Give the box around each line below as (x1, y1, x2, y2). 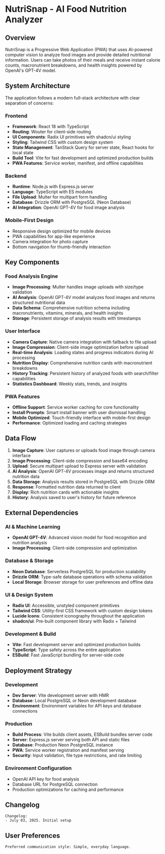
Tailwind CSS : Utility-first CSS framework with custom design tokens (12, 608, 153, 614)
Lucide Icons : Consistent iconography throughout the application (12, 613, 145, 619)
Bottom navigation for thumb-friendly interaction (12, 244, 111, 250)
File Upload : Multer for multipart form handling (12, 194, 107, 200)
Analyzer (5, 14, 43, 25)
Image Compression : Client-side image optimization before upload (12, 344, 149, 350)
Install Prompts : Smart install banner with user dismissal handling (12, 409, 146, 415)
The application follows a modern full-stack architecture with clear (5, 95, 140, 100)
